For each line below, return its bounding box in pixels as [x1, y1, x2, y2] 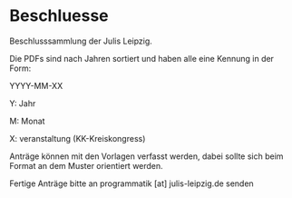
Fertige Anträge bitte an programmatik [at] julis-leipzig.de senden [9, 178, 254, 189]
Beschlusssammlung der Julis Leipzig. [9, 35, 152, 46]
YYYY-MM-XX [9, 80, 63, 91]
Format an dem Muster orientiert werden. [9, 160, 163, 171]
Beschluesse [9, 5, 109, 26]
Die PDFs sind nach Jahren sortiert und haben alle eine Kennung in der [9, 53, 275, 64]
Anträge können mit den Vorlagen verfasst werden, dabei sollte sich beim [9, 151, 284, 162]
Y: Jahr [9, 97, 36, 109]
